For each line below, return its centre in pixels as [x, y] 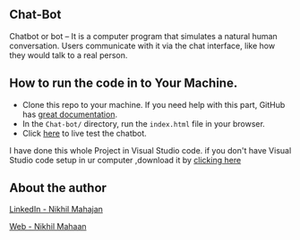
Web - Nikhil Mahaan [48, 227]
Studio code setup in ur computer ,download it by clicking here [125, 160]
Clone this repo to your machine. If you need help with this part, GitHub [154, 104]
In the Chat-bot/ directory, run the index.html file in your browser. [144, 123]
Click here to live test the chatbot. [85, 133]
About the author [58, 188]
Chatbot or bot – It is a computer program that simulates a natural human [143, 36]
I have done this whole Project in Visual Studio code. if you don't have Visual [150, 150]
